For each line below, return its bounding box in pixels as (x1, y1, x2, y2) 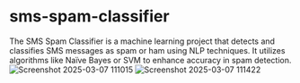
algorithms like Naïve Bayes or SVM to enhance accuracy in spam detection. (9, 54, 292, 65)
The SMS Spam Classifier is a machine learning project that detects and (9, 36, 276, 46)
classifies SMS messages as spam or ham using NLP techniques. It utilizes (9, 45, 286, 55)
